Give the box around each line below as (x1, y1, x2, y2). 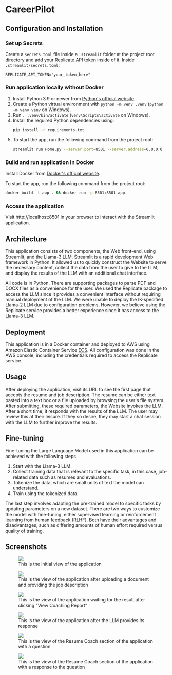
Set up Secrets (5, 40, 43, 47)
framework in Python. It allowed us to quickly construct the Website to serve (5, 259, 167, 265)
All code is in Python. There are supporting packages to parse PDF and (5, 280, 156, 286)
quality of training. (5, 527, 44, 534)
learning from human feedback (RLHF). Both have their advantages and (5, 517, 157, 523)
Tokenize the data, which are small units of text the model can (12, 479, 144, 485)
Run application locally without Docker (5, 84, 104, 91)
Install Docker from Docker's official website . (5, 171, 101, 177)
